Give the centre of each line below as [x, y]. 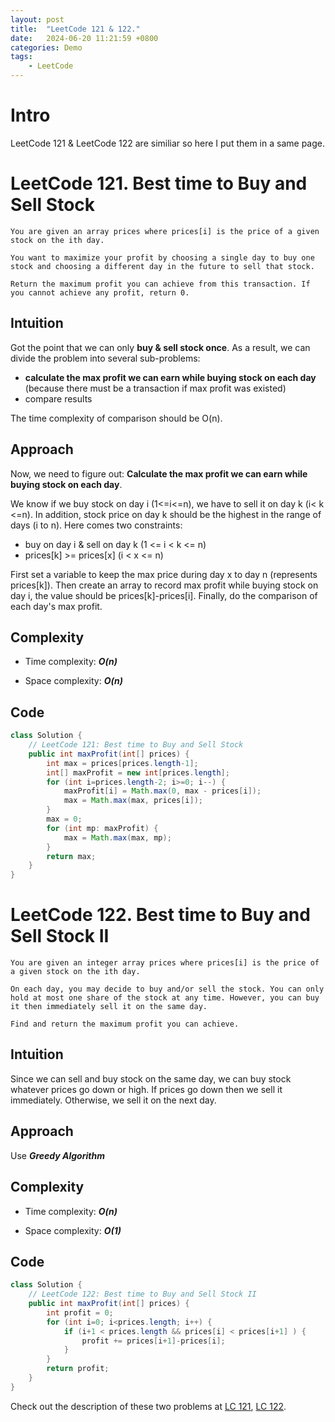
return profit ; [78, 1369]
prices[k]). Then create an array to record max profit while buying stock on [164, 585]
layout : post [37, 19]
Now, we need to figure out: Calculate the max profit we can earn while [159, 473]
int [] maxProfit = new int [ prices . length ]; [138, 772]
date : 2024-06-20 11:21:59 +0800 [84, 38]
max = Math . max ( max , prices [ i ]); [133, 801]
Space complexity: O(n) [73, 681]
